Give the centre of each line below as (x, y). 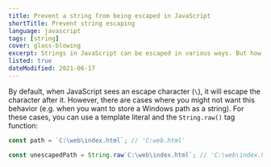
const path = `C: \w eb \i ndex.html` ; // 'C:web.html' (97, 140)
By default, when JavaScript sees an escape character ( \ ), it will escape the (134, 91)
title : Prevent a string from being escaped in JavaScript (110, 16)
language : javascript (45, 31)
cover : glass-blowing (45, 46)
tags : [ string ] (34, 38)
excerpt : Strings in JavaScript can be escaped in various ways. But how (135, 53)
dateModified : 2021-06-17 (52, 69)
